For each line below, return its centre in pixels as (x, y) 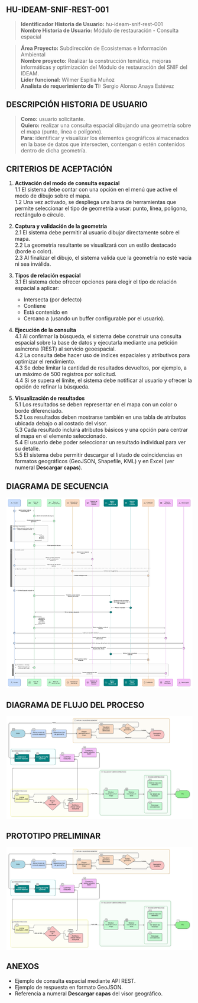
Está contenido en (46, 312)
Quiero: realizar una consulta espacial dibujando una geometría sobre (106, 125)
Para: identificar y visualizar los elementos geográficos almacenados (105, 138)
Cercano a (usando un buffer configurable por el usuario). (94, 319)
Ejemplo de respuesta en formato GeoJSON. (69, 987)
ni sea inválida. (33, 264)
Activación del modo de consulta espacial (67, 183)
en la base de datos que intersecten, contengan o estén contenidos (103, 144)
